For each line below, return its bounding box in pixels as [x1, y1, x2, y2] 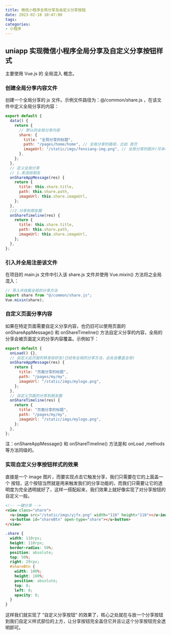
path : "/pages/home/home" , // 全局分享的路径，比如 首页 [23, 142, 137, 147]
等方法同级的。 [5, 447, 37, 453]
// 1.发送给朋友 [10, 170, 41, 176]
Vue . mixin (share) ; [5, 297, 44, 303]
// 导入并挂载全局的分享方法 [5, 288, 58, 293]
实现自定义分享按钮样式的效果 [5, 461, 79, 468]
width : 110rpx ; [10, 536, 42, 541]
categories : [5, 21, 31, 27]
